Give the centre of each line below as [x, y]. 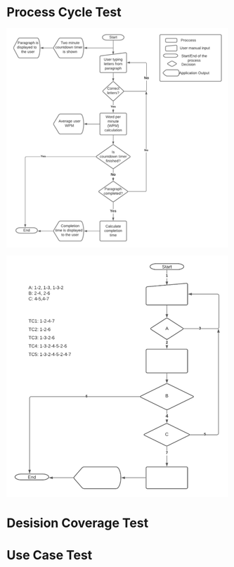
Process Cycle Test [64, 12]
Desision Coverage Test [78, 523]
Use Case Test [50, 555]
